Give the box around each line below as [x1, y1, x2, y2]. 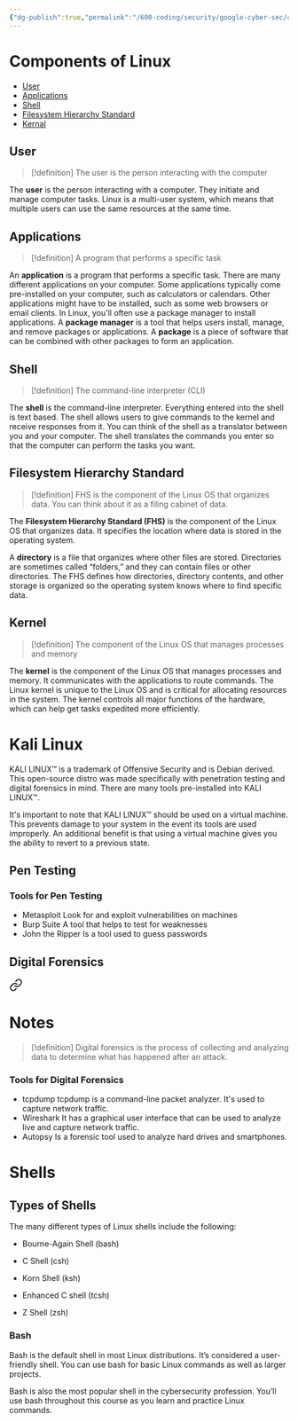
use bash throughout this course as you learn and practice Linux [9, 1395, 246, 1406]
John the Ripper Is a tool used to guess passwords [21, 929, 208, 939]
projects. [9, 1368, 42, 1379]
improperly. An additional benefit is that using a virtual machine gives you [9, 828, 278, 838]
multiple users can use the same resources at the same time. [9, 203, 232, 214]
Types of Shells [9, 1198, 97, 1213]
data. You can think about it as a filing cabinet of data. [30, 499, 229, 509]
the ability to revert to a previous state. [9, 837, 151, 848]
